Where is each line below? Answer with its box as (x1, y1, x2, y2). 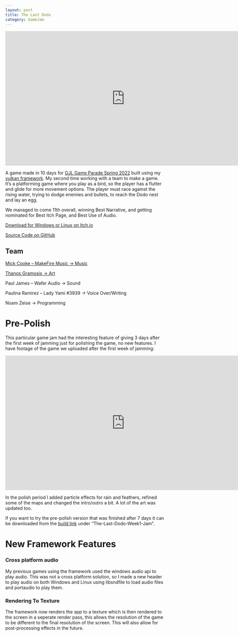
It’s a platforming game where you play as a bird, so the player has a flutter (5, 181, 162, 187)
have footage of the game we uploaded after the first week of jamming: (5, 345, 155, 352)
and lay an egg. (5, 197, 38, 203)
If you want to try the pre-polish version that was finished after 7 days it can (5, 515, 164, 521)
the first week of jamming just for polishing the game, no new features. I (5, 340, 156, 346)
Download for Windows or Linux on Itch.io (5, 222, 93, 228)
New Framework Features (5, 539, 116, 550)
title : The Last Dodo (5, 12, 51, 17)
